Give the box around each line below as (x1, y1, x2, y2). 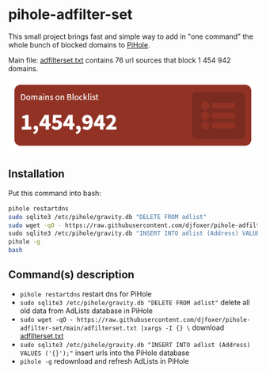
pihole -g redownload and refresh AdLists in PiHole (19, 356, 189, 365)
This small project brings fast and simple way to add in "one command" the (8, 32, 253, 41)
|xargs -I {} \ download (140, 323, 225, 332)
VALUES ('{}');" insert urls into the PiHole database (19, 348, 190, 357)
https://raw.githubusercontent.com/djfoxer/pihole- (76, 315, 251, 323)
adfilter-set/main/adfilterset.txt (19, 324, 138, 332)
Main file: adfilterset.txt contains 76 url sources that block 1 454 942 (8, 55, 231, 65)
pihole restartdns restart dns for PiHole (19, 289, 152, 298)
